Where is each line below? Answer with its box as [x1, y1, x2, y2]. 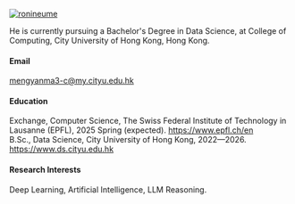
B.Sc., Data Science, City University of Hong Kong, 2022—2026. [9, 135, 248, 145]
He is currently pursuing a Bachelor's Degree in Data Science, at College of [9, 26, 287, 36]
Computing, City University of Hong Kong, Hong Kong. [9, 36, 210, 45]
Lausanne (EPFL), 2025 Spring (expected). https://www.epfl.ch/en [9, 125, 254, 135]
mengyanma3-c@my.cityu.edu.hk [9, 76, 134, 86]
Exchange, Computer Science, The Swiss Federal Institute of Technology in [9, 116, 287, 126]
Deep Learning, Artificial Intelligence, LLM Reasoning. [9, 184, 207, 195]
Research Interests [9, 165, 81, 175]
